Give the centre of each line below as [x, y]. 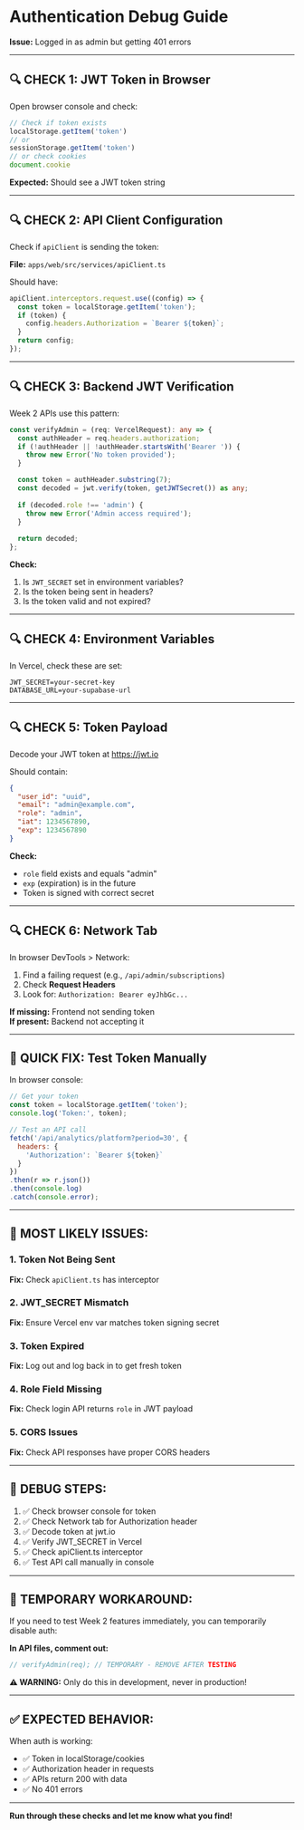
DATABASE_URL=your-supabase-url [70, 690]
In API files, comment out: [59, 1648]
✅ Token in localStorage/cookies [83, 1758]
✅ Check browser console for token [89, 1511]
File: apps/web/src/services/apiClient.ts [88, 264]
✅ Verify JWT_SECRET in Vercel [82, 1541]
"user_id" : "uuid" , [54, 796]
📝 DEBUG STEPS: [58, 1489]
